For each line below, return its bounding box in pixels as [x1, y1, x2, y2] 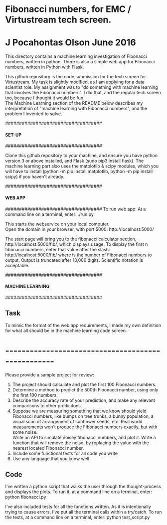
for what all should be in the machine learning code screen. [5, 328, 127, 334]
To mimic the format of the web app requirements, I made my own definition [5, 322, 161, 328]
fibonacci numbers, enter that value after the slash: [5, 246, 110, 252]
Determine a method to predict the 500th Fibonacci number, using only [12, 387, 159, 393]
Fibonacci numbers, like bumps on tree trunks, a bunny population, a [12, 413, 154, 419]
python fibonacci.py [5, 494, 46, 500]
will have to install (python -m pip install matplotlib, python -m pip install [5, 169, 153, 175]
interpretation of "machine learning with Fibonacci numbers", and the [5, 106, 148, 112]
